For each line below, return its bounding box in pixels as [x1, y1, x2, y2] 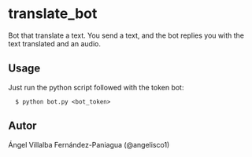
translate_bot [8, 5, 98, 23]
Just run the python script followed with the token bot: [8, 82, 184, 92]
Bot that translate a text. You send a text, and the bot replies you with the [8, 31, 244, 40]
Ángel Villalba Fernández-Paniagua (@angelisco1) [8, 140, 170, 149]
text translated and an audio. [8, 38, 101, 48]
